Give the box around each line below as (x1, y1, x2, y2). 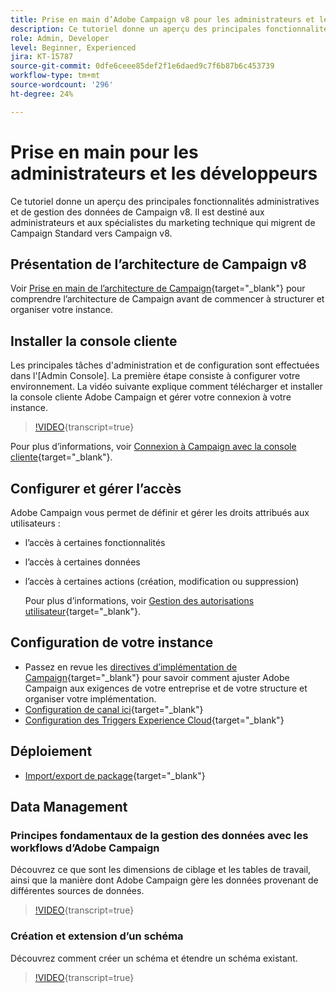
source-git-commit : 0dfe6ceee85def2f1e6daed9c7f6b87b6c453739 (10, 61, 275, 71)
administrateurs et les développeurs (10, 162, 318, 185)
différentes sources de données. (10, 885, 145, 897)
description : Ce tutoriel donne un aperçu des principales (10, 24, 262, 34)
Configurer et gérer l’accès (10, 480, 182, 497)
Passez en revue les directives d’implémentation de (24, 661, 238, 673)
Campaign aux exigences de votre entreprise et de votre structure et (24, 682, 308, 694)
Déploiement (10, 743, 93, 760)
